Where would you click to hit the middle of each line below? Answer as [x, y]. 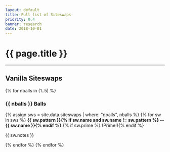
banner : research [24, 24]
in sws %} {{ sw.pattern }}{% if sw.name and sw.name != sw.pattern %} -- [85, 120]
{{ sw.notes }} [20, 135]
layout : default [22, 10]
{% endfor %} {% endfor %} [35, 145]
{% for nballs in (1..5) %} [31, 90]
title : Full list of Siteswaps [38, 15]
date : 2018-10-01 [24, 29]
